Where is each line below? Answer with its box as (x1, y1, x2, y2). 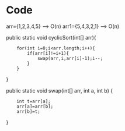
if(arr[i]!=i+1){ (27, 50, 69, 56)
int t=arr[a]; (16, 98, 51, 104)
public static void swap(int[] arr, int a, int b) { (6, 87, 113, 94)
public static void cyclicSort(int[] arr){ (6, 34, 96, 41)
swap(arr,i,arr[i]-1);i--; (37, 55, 103, 61)
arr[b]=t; (16, 108, 41, 114)
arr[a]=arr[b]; (16, 103, 54, 109)
